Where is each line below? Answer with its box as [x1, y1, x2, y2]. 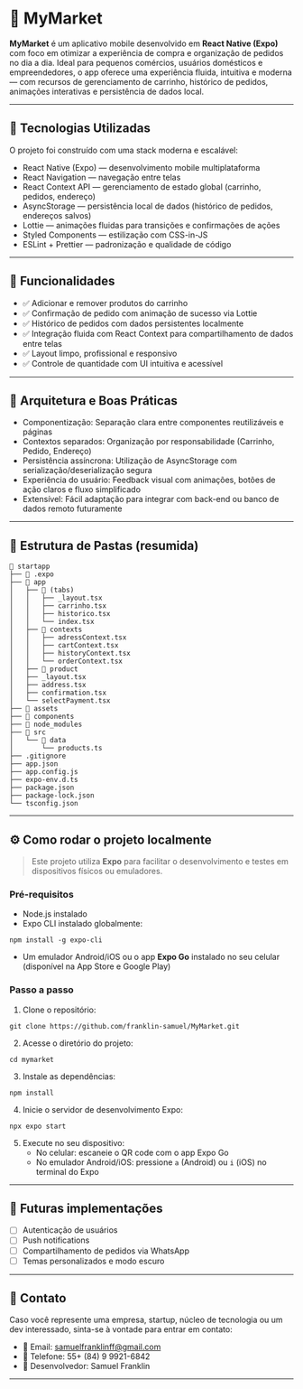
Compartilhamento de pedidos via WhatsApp [22, 1245, 189, 1256]
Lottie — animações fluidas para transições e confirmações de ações [22, 219, 280, 230]
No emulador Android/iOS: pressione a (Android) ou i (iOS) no [35, 1156, 268, 1168]
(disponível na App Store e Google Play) [22, 961, 171, 972]
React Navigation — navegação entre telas [22, 172, 181, 182]
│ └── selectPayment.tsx [9, 696, 111, 705]
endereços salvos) [22, 210, 92, 220]
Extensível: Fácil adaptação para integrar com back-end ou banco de [22, 494, 280, 505]
